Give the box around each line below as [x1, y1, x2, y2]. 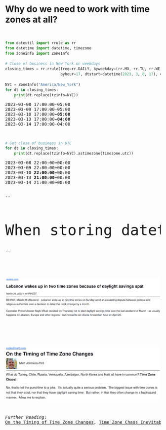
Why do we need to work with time [5, 3, 150, 15]
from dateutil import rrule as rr [5, 40, 77, 45]
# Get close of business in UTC [5, 141, 72, 146]
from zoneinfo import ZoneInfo [5, 51, 70, 56]
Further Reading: [5, 415, 47, 420]
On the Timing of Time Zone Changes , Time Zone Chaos [5, 420, 138, 425]
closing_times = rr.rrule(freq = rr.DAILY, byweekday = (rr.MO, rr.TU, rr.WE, [5, 67, 163, 72]
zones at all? [5, 14, 58, 25]
